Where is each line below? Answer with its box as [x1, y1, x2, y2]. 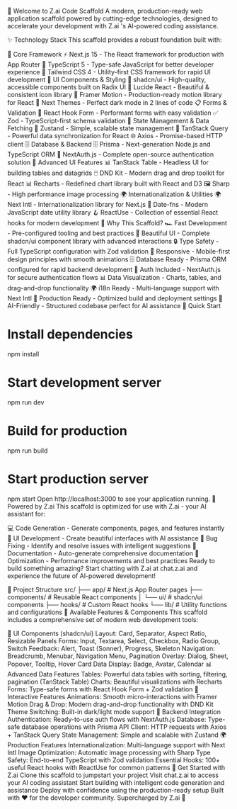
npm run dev [7, 397, 45, 407]
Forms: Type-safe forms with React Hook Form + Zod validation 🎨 [7, 684, 200, 694]
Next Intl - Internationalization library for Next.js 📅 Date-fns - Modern [7, 200, 209, 208]
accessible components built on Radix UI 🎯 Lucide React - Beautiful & [7, 83, 210, 91]
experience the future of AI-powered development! [7, 571, 156, 580]
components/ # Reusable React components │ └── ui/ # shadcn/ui [7, 592, 203, 601]
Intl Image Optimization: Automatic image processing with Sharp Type [7, 748, 211, 757]
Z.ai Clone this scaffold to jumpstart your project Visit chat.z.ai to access [7, 771, 219, 779]
